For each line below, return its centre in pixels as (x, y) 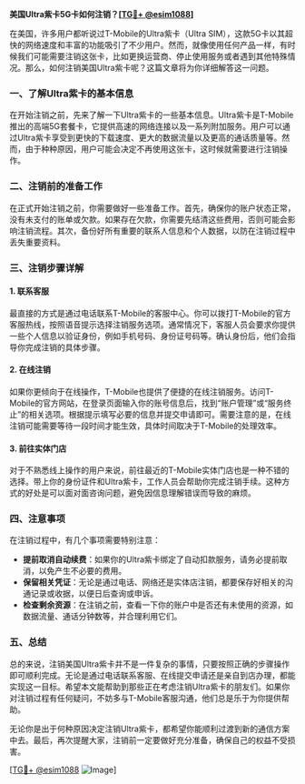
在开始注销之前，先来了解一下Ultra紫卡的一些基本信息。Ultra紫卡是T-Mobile (152, 115)
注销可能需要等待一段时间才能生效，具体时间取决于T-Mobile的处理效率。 (145, 426)
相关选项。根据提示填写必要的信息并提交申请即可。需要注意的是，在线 (160, 414)
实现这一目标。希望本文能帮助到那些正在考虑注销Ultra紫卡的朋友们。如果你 (150, 687)
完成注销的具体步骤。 (65, 347)
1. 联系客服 (30, 291)
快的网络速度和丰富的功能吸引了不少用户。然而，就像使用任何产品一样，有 (148, 45)
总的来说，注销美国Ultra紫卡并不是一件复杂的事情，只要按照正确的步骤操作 (150, 664)
